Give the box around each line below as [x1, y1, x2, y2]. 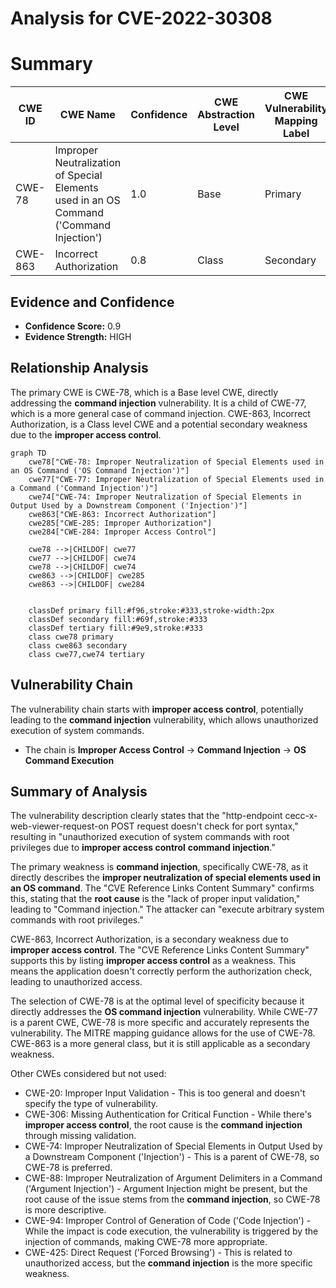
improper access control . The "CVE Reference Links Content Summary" [10, 944, 310, 956]
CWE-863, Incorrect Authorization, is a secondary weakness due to [10, 933, 289, 946]
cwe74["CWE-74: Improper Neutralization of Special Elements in [28, 492, 302, 502]
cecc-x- [284, 810, 318, 822]
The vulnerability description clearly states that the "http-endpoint [10, 810, 283, 822]
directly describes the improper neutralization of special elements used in [10, 872, 322, 884]
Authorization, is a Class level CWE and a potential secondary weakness [10, 418, 308, 430]
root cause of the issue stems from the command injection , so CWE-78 [24, 1193, 321, 1206]
